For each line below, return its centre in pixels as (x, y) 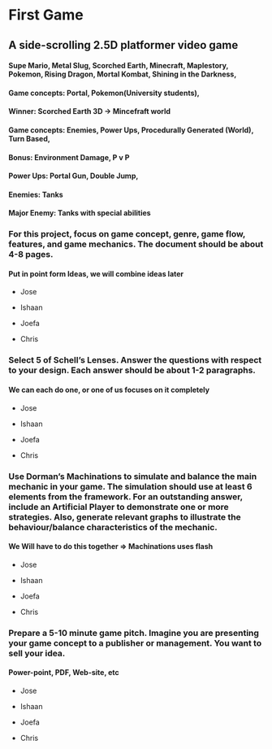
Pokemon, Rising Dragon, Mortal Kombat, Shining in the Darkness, (123, 74)
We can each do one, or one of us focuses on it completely (109, 390)
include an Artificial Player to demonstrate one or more (119, 507)
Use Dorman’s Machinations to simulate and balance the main (133, 476)
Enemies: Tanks (36, 194)
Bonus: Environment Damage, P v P (69, 157)
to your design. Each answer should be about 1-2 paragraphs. (132, 370)
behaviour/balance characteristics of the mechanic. (113, 527)
